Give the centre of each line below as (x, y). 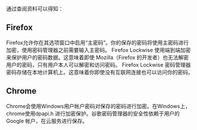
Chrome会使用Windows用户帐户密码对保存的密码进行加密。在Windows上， (99, 106)
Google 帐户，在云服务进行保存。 (47, 121)
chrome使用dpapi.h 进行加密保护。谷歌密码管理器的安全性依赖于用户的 (93, 113)
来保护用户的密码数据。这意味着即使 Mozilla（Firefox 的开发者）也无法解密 (97, 57)
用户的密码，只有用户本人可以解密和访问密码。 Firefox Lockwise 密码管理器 (99, 64)
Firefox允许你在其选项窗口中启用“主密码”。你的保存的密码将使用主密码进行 (97, 43)
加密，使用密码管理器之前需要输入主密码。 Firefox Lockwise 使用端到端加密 (99, 50)
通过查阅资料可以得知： (35, 9)
